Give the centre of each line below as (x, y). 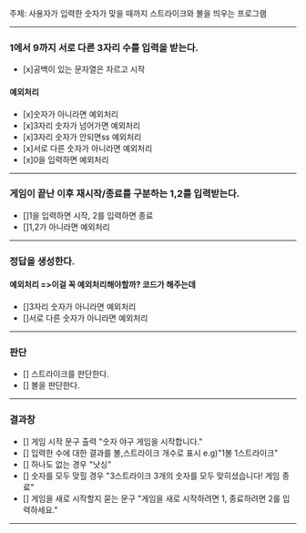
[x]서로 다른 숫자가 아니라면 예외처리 (87, 148)
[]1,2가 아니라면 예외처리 (66, 227)
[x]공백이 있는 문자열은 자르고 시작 (84, 69)
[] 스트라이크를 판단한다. (66, 374)
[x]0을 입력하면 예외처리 (66, 159)
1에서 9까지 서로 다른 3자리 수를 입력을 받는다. (104, 47)
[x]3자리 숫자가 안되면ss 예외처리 (82, 137)
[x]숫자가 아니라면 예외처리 (71, 114)
